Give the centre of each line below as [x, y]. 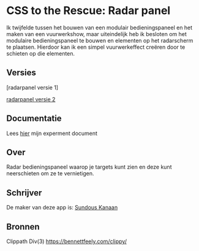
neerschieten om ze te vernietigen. [50, 173]
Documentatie [34, 119]
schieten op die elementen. [41, 53]
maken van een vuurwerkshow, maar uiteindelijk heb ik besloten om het [96, 34]
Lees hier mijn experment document [52, 133]
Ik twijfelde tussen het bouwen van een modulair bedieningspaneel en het [99, 27]
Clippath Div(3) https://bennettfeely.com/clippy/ [67, 241]
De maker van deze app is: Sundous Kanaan [62, 208]
